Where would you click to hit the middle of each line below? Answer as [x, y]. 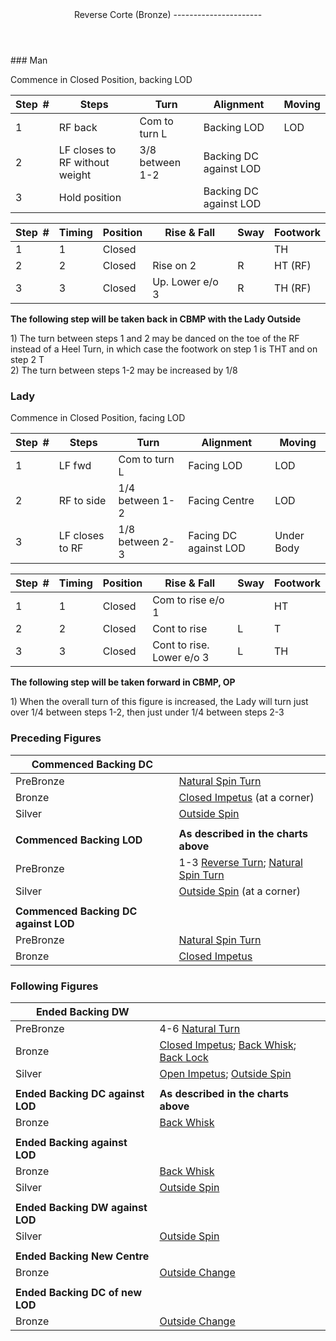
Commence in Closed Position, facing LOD [98, 418]
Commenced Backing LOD [79, 840]
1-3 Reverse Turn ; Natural [240, 862]
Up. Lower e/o [185, 281]
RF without [84, 162]
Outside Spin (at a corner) [239, 891]
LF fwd [75, 466]
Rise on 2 [174, 265]
